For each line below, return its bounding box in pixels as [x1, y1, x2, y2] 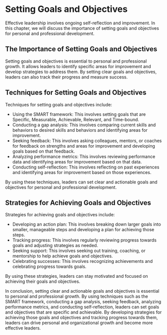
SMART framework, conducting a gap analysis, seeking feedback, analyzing [5, 299, 162, 305]
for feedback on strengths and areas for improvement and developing [12, 143, 156, 149]
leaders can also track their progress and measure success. [5, 74, 128, 80]
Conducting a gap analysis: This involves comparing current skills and [12, 122, 156, 128]
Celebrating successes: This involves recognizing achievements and [12, 258, 153, 264]
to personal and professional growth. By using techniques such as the [5, 293, 148, 299]
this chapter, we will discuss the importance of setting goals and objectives [5, 25, 159, 31]
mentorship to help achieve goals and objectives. [12, 253, 113, 259]
